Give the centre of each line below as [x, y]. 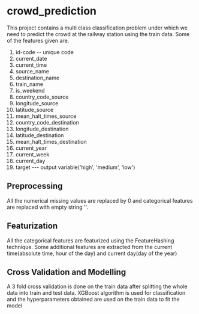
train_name [29, 84]
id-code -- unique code [45, 52]
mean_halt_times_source [46, 116]
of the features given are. [38, 40]
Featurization [32, 226]
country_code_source [42, 97]
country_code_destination [47, 122]
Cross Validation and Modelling [67, 272]
